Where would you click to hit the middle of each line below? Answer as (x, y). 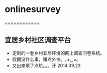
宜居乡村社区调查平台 (38, 40)
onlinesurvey (33, 9)
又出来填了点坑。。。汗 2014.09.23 (46, 65)
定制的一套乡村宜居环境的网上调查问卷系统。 (58, 53)
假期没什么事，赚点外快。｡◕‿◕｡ (45, 59)
